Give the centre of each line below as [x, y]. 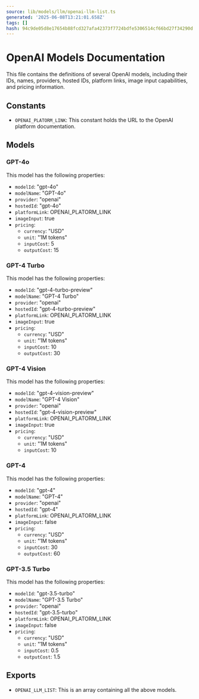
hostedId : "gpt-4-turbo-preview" [55, 309]
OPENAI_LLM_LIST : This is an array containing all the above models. [96, 689]
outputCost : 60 [42, 553]
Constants [26, 106]
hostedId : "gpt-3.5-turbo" [46, 612]
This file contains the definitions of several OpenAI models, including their [97, 74]
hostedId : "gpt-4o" [38, 206]
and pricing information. [36, 87]
